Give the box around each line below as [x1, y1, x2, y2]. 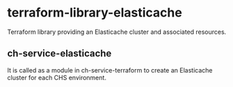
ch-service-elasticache [7, 48, 112, 59]
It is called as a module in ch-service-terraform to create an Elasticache [7, 66, 213, 74]
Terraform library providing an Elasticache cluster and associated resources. [7, 28, 227, 36]
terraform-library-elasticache [7, 5, 182, 21]
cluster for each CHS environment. [7, 73, 106, 81]
